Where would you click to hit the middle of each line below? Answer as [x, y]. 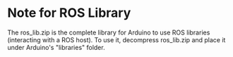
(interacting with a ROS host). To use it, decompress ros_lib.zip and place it [116, 39]
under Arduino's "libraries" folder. [56, 47]
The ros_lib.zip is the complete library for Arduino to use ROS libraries [109, 32]
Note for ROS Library [69, 13]
